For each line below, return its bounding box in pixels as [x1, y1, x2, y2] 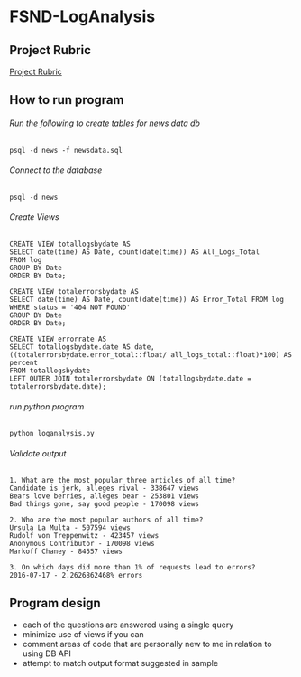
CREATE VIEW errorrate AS [9, 334, 106, 343]
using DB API [22, 648, 72, 659]
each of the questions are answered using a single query [22, 619, 234, 630]
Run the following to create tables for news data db [9, 118, 201, 128]
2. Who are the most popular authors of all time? [9, 515, 204, 525]
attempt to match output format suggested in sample [22, 658, 219, 669]
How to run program [9, 92, 124, 108]
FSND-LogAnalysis [9, 6, 156, 27]
